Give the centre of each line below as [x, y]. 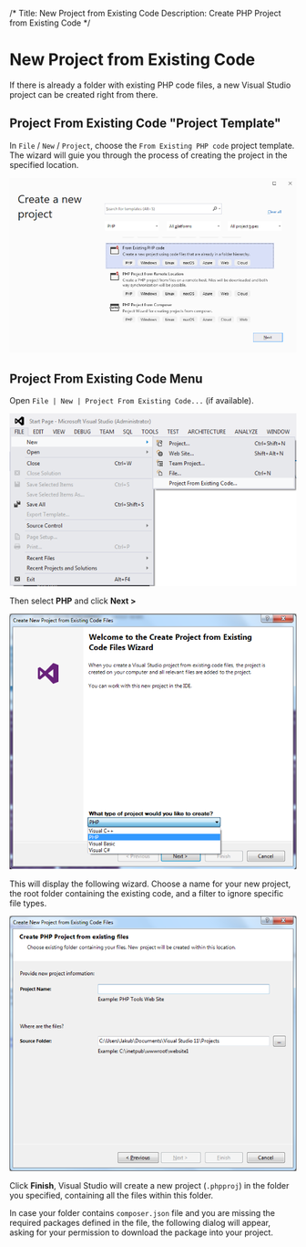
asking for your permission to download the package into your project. [141, 1232]
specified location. [44, 164]
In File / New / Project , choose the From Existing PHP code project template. [152, 145]
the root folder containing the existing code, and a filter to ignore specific [147, 893]
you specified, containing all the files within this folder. [112, 1196]
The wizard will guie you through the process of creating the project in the [148, 155]
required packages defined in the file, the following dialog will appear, [140, 1223]
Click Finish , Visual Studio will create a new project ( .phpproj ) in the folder [149, 1186]
